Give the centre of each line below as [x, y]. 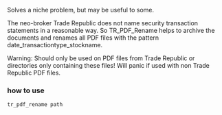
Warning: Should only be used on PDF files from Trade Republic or [101, 58]
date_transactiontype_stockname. [55, 45]
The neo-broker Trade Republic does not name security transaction [102, 23]
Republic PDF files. [34, 73]
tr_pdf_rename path [35, 105]
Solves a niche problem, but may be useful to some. [81, 10]
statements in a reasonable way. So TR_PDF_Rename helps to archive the [111, 30]
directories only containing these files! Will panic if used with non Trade [108, 65]
